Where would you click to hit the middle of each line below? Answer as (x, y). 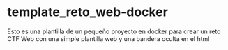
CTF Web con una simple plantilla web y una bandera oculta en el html (108, 38)
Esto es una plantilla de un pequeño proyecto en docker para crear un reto (114, 31)
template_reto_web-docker (88, 12)
